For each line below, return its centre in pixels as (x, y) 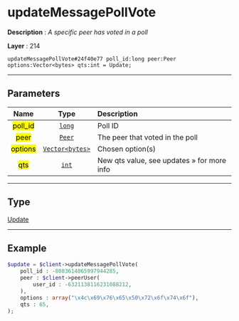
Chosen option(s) (127, 149)
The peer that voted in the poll (147, 137)
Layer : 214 (24, 46)
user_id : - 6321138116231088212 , (83, 285)
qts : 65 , (35, 304)
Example (27, 248)
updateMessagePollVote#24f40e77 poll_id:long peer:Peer (92, 59)
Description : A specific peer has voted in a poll (78, 32)
